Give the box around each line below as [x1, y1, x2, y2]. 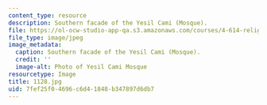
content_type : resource [8, 11, 87, 20]
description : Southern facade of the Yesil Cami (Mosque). [8, 19, 208, 27]
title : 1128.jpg [8, 77, 62, 85]
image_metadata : [8, 41, 62, 49]
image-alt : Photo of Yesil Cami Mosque [15, 63, 148, 71]
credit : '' [15, 56, 52, 64]
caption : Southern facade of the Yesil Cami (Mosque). [15, 48, 201, 56]
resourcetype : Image [8, 70, 77, 78]
